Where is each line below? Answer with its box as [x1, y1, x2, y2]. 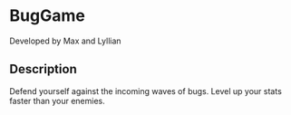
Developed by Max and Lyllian [9, 35, 121, 46]
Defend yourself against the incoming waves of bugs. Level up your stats [9, 85, 283, 96]
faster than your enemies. [9, 95, 106, 106]
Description [9, 62, 77, 77]
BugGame [9, 5, 86, 26]
